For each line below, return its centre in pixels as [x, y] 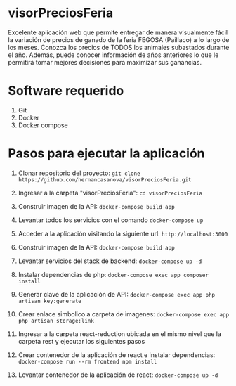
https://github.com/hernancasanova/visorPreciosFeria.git [105, 180]
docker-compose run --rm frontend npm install [87, 361]
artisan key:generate [50, 301]
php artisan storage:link [56, 321]
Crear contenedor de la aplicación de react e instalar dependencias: [117, 355]
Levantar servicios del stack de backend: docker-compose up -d [110, 261]
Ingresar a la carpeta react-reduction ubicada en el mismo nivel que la [120, 334]
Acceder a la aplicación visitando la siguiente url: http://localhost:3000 [123, 233]
